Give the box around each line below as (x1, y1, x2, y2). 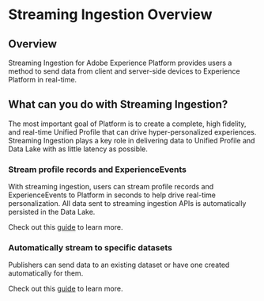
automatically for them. (8, 269, 84, 278)
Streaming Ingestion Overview (8, 6, 213, 24)
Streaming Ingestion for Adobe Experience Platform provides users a (8, 58, 232, 67)
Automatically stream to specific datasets (8, 242, 172, 253)
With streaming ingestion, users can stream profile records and (8, 182, 214, 192)
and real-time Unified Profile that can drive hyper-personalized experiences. (8, 127, 257, 136)
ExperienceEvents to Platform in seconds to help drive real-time (8, 190, 216, 200)
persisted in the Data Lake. (8, 208, 96, 217)
